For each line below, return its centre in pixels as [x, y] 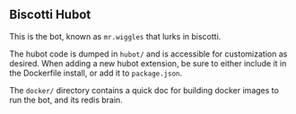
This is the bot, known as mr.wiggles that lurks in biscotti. [115, 36]
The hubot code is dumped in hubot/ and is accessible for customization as [148, 54]
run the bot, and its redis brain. [66, 100]
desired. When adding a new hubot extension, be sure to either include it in [148, 63]
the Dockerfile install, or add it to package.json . [96, 73]
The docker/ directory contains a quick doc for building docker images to [144, 90]
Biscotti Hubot [50, 15]
